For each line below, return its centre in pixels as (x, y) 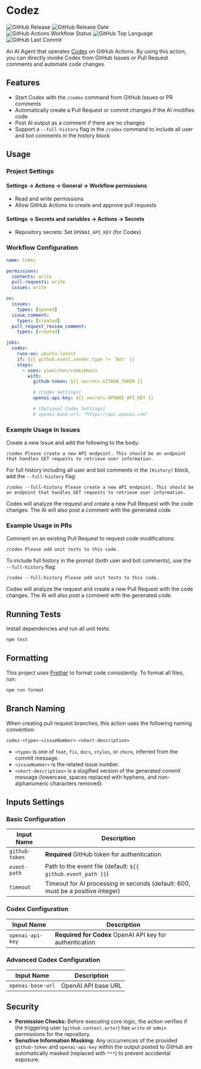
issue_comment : (31, 315)
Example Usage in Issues (43, 430)
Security (22, 1007)
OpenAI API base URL (92, 985)
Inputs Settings (35, 802)
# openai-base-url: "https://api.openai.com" (90, 414)
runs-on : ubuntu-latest (47, 354)
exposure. (27, 1059)
